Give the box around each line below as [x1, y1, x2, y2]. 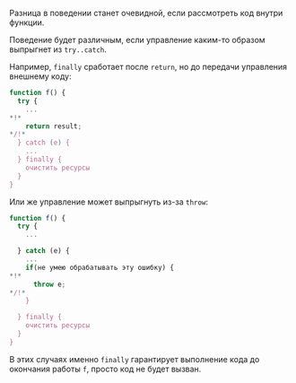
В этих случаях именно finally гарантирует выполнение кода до [9, 353, 260, 364]
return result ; [25, 121, 83, 131]
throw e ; [32, 280, 66, 289]
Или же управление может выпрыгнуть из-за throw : [9, 196, 209, 207]
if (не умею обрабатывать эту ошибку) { [25, 263, 175, 272]
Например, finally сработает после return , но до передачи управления [9, 62, 288, 72]
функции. [9, 17, 45, 28]
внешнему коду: [9, 71, 72, 82]
